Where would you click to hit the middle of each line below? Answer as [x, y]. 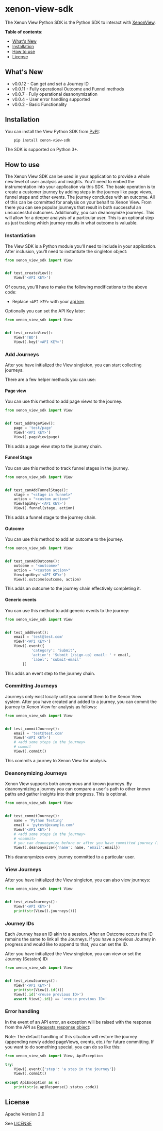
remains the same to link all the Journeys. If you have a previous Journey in [81, 939]
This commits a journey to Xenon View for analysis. [56, 760]
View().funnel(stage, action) [44, 508]
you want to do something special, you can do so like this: [63, 1047]
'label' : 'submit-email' [56, 659]
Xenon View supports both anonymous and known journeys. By [68, 784]
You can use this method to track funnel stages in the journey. [67, 468]
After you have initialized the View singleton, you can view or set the [73, 954]
